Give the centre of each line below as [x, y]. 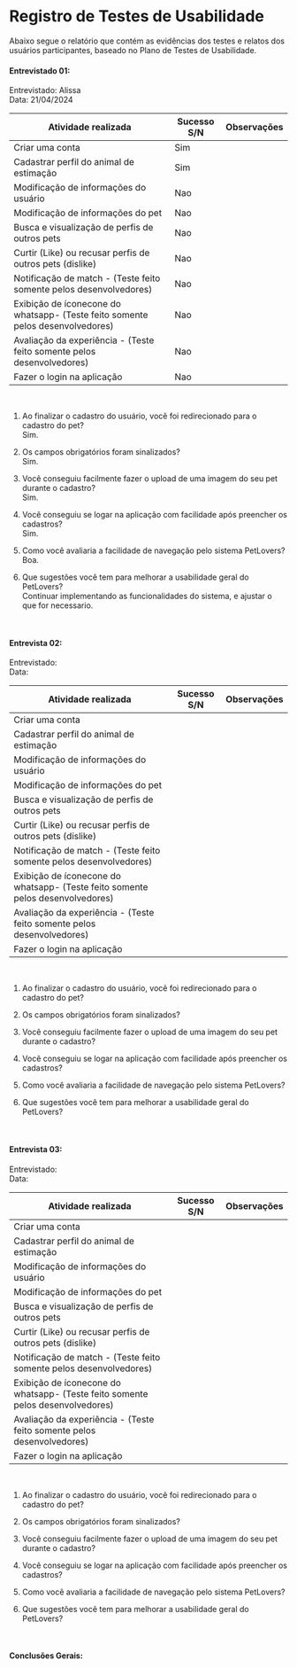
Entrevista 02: [36, 643]
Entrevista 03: [36, 1149]
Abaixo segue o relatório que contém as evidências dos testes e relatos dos [147, 41]
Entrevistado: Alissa [45, 90]
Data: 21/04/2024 [41, 100]
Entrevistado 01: [40, 70]
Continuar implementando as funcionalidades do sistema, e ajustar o [147, 596]
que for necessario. [57, 605]
